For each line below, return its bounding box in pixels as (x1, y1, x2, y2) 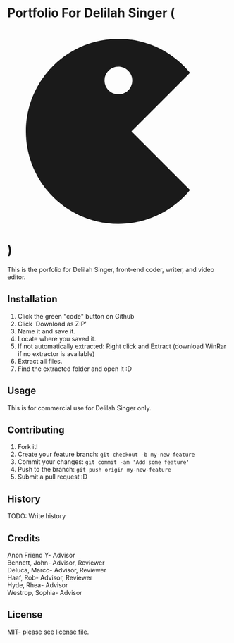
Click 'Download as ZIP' (17, 319, 87, 328)
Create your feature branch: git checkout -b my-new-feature (17, 450, 195, 459)
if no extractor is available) (17, 349, 95, 357)
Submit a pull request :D (17, 472, 88, 481)
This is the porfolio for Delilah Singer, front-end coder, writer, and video (7, 265, 215, 274)
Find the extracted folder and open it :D (17, 365, 133, 373)
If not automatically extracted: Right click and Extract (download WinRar (17, 342, 227, 350)
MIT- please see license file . (7, 627, 90, 636)
